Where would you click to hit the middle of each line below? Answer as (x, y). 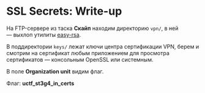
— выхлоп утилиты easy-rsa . (44, 34)
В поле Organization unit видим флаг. (55, 71)
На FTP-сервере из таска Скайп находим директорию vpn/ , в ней (92, 28)
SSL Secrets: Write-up (64, 11)
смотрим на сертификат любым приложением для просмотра (88, 53)
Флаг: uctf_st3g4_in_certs (40, 83)
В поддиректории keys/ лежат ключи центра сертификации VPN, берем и (103, 46)
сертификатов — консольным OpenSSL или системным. (80, 59)
